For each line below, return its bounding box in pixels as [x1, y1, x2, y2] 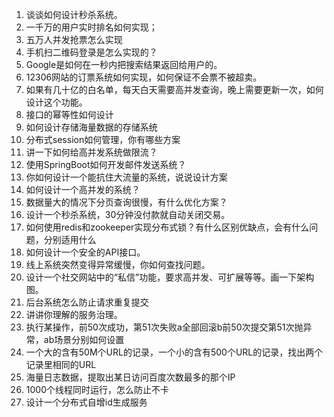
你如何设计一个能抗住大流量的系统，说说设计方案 [25, 171, 228, 183]
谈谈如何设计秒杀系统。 [25, 9, 123, 20]
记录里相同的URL [25, 359, 97, 370]
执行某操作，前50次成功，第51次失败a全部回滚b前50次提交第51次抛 [25, 321, 304, 333]
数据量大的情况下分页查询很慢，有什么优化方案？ [25, 196, 228, 208]
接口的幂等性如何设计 [25, 109, 114, 120]
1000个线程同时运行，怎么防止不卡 [25, 384, 169, 395]
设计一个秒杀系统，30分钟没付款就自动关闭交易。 [25, 209, 231, 220]
